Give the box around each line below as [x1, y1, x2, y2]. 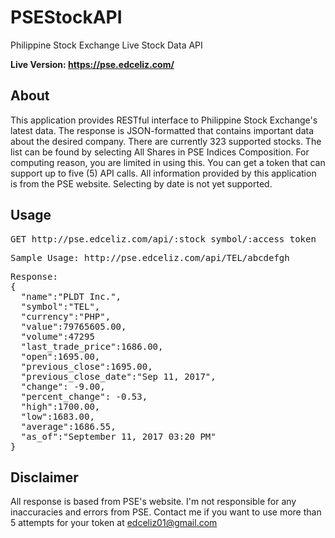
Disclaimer [10, 469, 79, 486]
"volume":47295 [20, 331, 95, 342]
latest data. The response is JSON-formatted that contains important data [10, 124, 315, 136]
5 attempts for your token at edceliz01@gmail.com [10, 517, 218, 529]
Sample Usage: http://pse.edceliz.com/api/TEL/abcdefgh [10, 252, 290, 263]
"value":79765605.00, [20, 321, 127, 332]
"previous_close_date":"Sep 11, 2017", [20, 371, 217, 382]
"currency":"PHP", [20, 311, 112, 322]
